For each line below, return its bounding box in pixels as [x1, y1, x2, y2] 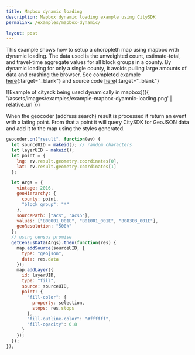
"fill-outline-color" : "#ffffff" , [27, 316, 111, 322]
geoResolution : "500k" [16, 224, 72, 229]
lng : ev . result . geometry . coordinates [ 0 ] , [16, 158, 119, 164]
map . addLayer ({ [16, 267, 54, 273]
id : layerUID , [21, 272, 57, 279]
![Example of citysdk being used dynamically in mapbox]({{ [6, 89, 149, 96]
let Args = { [11, 180, 43, 185]
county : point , [21, 196, 59, 202]
